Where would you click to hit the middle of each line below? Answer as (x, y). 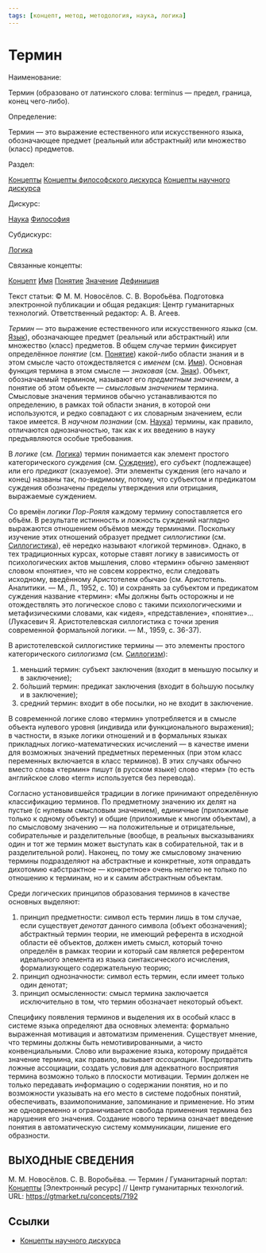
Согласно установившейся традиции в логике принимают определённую (133, 793)
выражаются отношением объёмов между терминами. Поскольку (122, 528)
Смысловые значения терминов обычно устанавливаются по (113, 396)
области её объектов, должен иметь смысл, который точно (121, 942)
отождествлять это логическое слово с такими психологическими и (125, 604)
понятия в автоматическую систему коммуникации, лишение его (120, 1126)
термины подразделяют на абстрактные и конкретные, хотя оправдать (130, 861)
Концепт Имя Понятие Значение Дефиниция (84, 280)
